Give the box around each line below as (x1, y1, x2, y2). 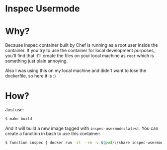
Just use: (5, 107, 24, 113)
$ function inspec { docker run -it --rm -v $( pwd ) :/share (5, 140, 130, 145)
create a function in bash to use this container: (5, 130, 101, 137)
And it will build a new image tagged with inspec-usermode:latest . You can (5, 125, 159, 131)
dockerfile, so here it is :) (5, 73, 56, 79)
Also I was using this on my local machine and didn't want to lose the (5, 68, 147, 74)
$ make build (5, 116, 32, 122)
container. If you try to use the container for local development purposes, (5, 48, 155, 54)
